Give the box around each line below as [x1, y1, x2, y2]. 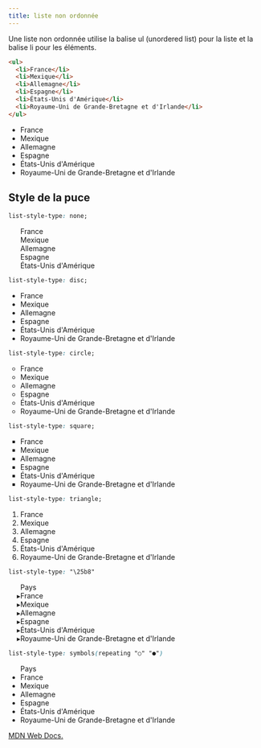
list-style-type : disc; [8, 277, 88, 285]
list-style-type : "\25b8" [8, 568, 95, 576]
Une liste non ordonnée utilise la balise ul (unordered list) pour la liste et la [8, 34, 254, 43]
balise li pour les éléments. [8, 42, 97, 52]
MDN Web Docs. [8, 730, 63, 740]
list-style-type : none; [8, 212, 88, 220]
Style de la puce [8, 191, 91, 205]
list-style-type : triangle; [8, 495, 103, 503]
